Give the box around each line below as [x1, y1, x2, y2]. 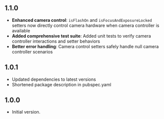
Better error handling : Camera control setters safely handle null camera [11, 43, 159, 49]
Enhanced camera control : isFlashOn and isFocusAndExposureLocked [11, 17, 152, 23]
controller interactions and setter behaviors [11, 38, 100, 44]
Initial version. [11, 109, 41, 115]
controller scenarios [11, 49, 53, 55]
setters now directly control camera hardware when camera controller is [11, 22, 160, 28]
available [11, 27, 30, 34]
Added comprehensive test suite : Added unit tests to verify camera [11, 33, 152, 39]
